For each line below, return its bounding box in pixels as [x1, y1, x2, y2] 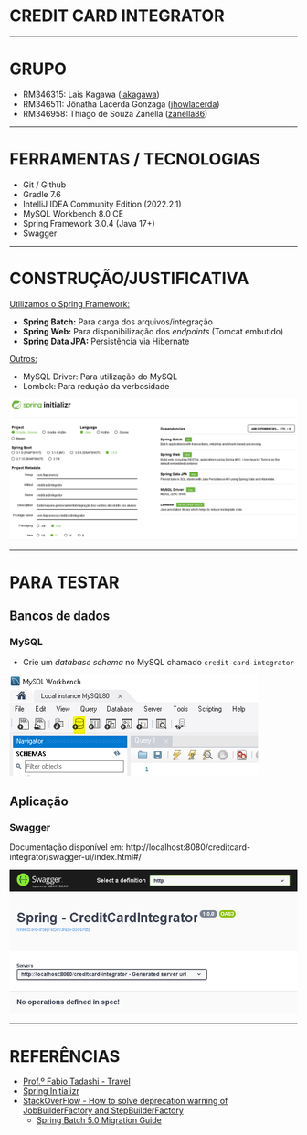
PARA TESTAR [9, 572, 120, 593]
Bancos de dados [9, 609, 111, 624]
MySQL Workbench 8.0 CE [22, 207, 124, 219]
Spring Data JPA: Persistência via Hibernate [22, 335, 190, 346]
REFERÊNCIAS [9, 1045, 121, 1066]
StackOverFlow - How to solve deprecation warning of [22, 1096, 228, 1107]
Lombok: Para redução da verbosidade [22, 380, 170, 391]
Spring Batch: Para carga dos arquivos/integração [22, 316, 213, 327]
